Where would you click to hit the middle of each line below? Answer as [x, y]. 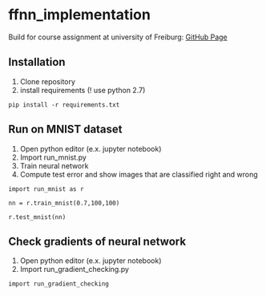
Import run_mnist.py [53, 157]
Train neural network [54, 165]
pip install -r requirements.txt [64, 105]
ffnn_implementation [79, 15]
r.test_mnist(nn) [37, 217]
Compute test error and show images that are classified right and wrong [139, 174]
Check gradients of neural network [97, 241]
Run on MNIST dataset [65, 130]
